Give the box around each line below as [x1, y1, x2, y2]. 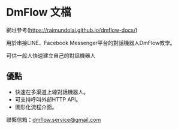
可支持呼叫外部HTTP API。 [14, 95, 82, 103]
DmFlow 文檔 [6, 5, 72, 19]
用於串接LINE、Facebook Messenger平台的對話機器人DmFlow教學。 [6, 39, 176, 46]
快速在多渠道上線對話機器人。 [14, 88, 89, 95]
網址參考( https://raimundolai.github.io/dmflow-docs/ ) [6, 26, 138, 34]
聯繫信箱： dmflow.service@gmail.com [6, 116, 101, 123]
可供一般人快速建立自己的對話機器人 [6, 52, 96, 59]
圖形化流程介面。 [14, 103, 58, 110]
